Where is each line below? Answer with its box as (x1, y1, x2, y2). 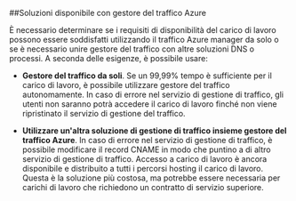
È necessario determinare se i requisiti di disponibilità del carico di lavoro (9, 25, 277, 35)
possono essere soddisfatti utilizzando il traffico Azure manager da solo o (9, 35, 279, 44)
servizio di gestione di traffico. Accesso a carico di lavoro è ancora (21, 154, 268, 164)
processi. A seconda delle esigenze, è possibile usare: (9, 53, 209, 63)
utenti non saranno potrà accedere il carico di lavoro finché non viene (21, 99, 277, 109)
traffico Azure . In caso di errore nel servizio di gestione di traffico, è (21, 135, 273, 145)
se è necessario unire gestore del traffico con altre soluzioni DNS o (9, 44, 255, 54)
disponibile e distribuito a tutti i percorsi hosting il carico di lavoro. (21, 164, 264, 173)
